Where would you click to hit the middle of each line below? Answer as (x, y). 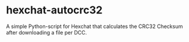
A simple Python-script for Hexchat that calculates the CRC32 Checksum (95, 26)
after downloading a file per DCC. (46, 32)
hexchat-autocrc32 (54, 10)
